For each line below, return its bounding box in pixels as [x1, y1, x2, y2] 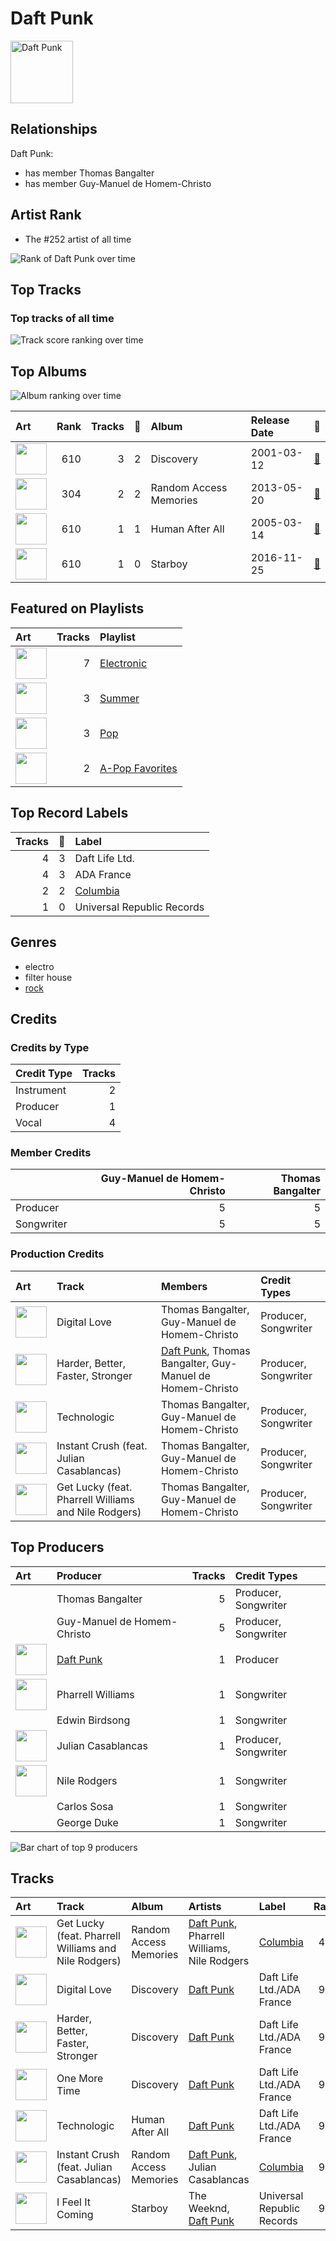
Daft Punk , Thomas [160, 1343, 251, 1357]
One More [56, 2072, 104, 2086]
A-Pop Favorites [99, 761, 178, 775]
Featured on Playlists [10, 600, 145, 617]
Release [250, 413, 290, 427]
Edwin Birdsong [56, 1713, 131, 1727]
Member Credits [10, 1146, 92, 1160]
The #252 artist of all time [24, 233, 132, 245]
